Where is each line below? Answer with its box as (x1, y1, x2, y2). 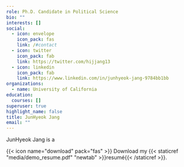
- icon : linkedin (11, 64, 55, 70)
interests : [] (6, 20, 42, 26)
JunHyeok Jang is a (6, 136, 55, 143)
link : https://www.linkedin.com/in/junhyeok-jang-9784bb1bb (17, 75, 169, 81)
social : (6, 25, 26, 32)
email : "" (6, 120, 31, 126)
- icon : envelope (11, 31, 55, 37)
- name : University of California (11, 86, 97, 92)
